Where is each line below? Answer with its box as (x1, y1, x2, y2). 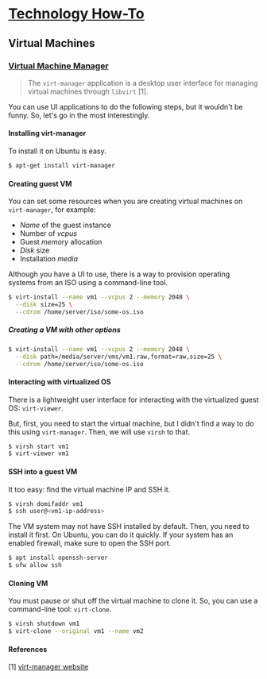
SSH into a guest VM (8, 466, 78, 476)
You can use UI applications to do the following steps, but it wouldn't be (8, 102, 244, 111)
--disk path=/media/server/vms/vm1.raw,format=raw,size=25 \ (15, 353, 222, 361)
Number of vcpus (19, 229, 78, 238)
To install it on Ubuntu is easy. (8, 146, 106, 156)
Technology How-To (8, 5, 145, 23)
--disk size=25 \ (15, 301, 73, 309)
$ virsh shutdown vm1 (8, 620, 80, 628)
